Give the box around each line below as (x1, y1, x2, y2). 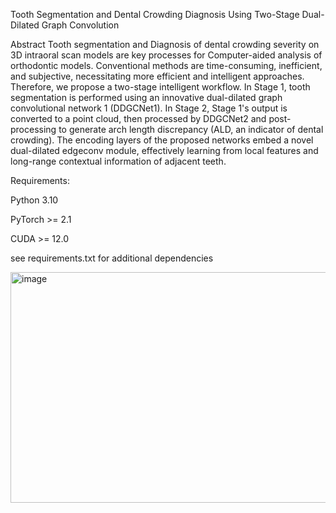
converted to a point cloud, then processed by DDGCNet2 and (10, 113, 267, 124)
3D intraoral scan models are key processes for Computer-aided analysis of (10, 49, 323, 61)
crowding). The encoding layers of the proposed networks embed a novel (10, 134, 314, 146)
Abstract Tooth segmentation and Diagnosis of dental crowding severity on (10, 39, 320, 50)
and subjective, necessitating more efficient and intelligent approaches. (10, 70, 305, 82)
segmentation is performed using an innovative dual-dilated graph (10, 92, 283, 103)
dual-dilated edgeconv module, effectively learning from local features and (10, 145, 319, 156)
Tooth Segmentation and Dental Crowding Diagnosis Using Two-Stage (10, 9, 300, 20)
